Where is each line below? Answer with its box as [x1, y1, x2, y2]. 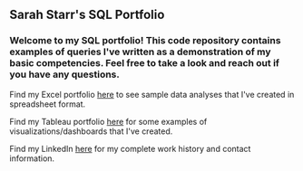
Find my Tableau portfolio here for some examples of [9, 116, 208, 127]
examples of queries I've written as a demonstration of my [9, 45, 271, 58]
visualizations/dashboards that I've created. [9, 126, 173, 137]
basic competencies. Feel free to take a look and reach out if [9, 57, 279, 70]
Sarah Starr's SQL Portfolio [9, 7, 165, 23]
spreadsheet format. [9, 99, 86, 109]
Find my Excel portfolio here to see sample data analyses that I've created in [9, 89, 295, 100]
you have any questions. [9, 68, 120, 81]
